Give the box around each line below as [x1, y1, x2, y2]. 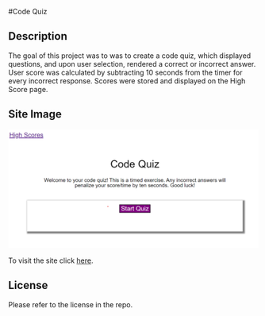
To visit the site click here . [8, 256, 94, 265]
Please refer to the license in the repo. [8, 299, 133, 309]
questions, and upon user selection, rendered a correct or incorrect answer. [8, 59, 256, 68]
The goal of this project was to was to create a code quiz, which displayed [8, 51, 252, 60]
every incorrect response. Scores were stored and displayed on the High [8, 75, 246, 86]
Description [8, 29, 67, 43]
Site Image [8, 107, 62, 121]
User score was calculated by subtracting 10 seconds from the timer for [8, 67, 243, 77]
